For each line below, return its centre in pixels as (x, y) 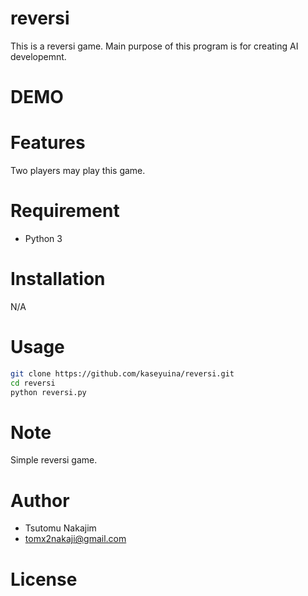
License (44, 579)
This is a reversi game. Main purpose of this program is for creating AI (154, 46)
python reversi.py (48, 392)
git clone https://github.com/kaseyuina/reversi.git (122, 373)
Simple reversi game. (54, 460)
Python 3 (43, 238)
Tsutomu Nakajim (60, 528)
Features (48, 143)
